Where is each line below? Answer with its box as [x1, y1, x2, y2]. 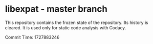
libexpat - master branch [5, 3, 108, 15]
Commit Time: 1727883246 [5, 34, 60, 40]
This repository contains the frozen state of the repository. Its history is [5, 20, 148, 25]
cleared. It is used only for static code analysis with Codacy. [5, 24, 126, 30]
